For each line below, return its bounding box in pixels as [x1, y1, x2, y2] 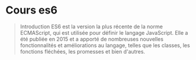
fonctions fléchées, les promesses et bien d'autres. [20, 48, 146, 55]
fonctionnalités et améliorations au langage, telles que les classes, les [20, 42, 190, 49]
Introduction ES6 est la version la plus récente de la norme [20, 23, 163, 30]
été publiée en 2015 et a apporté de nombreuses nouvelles [20, 35, 164, 42]
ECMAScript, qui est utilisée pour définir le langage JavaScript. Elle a [20, 29, 188, 36]
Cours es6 [5, 4, 57, 17]
